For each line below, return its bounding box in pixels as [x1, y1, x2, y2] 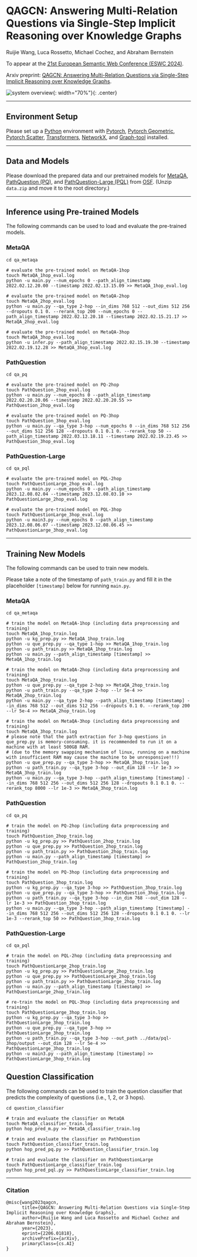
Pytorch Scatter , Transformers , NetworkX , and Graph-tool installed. [6, 134, 169, 141]
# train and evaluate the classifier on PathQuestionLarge [6, 1156, 154, 1163]
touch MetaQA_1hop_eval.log [6, 272, 75, 278]
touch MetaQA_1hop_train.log [6, 631, 77, 637]
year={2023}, [21, 1225, 54, 1232]
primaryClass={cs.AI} [21, 1241, 75, 1247]
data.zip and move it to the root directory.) [6, 184, 110, 191]
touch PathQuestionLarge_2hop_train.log [6, 963, 107, 969]
